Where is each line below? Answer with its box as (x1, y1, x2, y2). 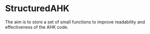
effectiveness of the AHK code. (5, 24, 69, 30)
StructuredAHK (5, 3, 70, 14)
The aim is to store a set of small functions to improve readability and (5, 19, 145, 25)
